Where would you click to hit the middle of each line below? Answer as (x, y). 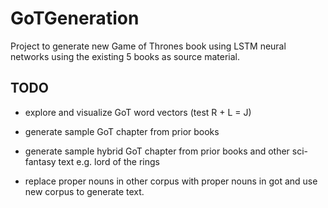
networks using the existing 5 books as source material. (125, 56)
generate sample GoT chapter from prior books (122, 131)
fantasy (40, 161)
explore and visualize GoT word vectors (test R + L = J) (138, 112)
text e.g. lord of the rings (109, 161)
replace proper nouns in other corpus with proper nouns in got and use (171, 181)
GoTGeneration (75, 18)
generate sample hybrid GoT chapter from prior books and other (157, 151)
